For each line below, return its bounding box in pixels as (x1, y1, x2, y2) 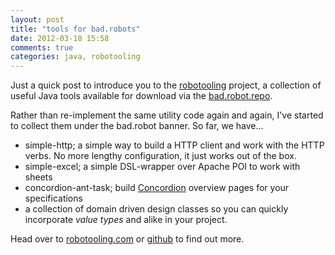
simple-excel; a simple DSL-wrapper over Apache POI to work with (24, 161, 301, 173)
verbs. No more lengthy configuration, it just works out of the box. (24, 150, 297, 162)
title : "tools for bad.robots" (10, 24, 141, 34)
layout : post (10, 14, 65, 25)
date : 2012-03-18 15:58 (10, 33, 110, 43)
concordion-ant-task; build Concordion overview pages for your (24, 182, 290, 194)
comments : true (10, 42, 74, 53)
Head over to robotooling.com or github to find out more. (10, 233, 245, 245)
